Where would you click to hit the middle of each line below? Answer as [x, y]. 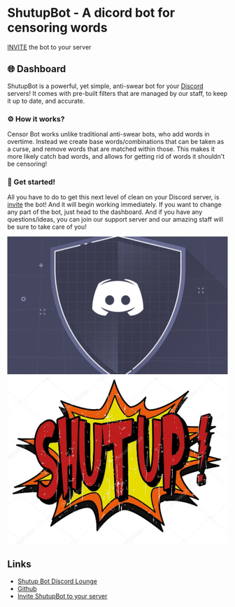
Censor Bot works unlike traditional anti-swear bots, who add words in [108, 134]
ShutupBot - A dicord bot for [91, 13]
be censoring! [27, 164]
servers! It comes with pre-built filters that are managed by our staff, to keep [117, 93]
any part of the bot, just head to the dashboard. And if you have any [105, 212]
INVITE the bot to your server [49, 47]
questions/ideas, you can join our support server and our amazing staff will [115, 220]
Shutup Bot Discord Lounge [57, 581]
